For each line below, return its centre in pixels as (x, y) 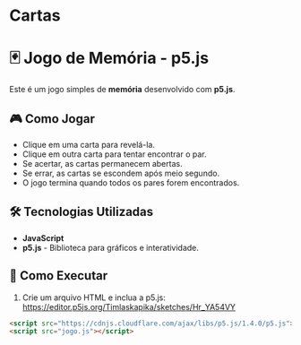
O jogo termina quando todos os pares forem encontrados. (131, 182)
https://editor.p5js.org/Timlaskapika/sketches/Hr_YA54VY (129, 306)
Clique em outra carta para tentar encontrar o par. (114, 154)
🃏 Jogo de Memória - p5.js (109, 58)
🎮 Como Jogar (52, 119)
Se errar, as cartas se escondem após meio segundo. (121, 173)
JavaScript (43, 237)
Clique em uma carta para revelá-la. (88, 144)
